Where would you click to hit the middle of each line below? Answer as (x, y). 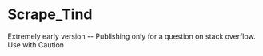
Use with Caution (36, 44)
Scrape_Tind (50, 15)
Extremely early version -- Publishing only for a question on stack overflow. (132, 36)
